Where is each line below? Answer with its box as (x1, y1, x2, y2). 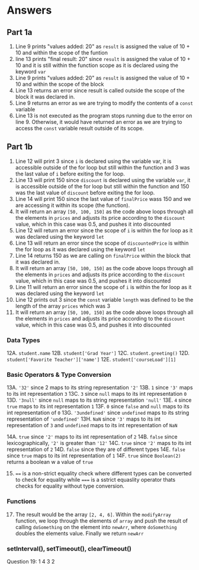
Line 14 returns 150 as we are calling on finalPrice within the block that (15, 252, 191, 259)
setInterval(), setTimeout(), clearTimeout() (7, 545, 132, 553)
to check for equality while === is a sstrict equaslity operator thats (15, 476, 176, 483)
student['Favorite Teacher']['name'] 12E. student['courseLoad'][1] (7, 356, 176, 363)
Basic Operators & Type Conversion (7, 371, 111, 379)
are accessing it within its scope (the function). (15, 201, 130, 209)
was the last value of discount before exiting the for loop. (15, 189, 155, 196)
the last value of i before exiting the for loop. (15, 170, 125, 177)
